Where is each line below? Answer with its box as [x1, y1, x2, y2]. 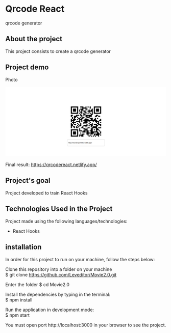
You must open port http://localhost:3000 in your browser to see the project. [5, 322, 166, 328]
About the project [5, 35, 63, 43]
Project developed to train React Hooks [5, 189, 88, 196]
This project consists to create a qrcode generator [5, 48, 111, 54]
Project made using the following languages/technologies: [5, 218, 128, 224]
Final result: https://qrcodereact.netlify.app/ [5, 161, 97, 168]
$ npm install [5, 296, 33, 303]
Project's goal [5, 176, 51, 185]
